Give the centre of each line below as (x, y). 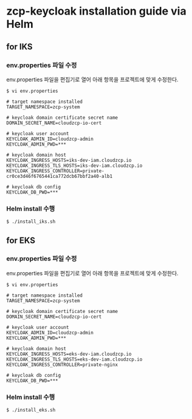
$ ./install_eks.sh (31, 410)
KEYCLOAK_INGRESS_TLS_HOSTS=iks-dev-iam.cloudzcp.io (74, 166)
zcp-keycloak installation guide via (96, 11)
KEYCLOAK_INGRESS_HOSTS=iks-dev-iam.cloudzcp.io (69, 160)
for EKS (21, 240)
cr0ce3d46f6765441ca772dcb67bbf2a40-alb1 (60, 176)
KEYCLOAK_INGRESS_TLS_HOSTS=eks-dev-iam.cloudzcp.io (74, 359)
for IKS (19, 47)
